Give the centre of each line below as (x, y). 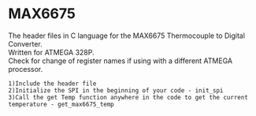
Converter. (25, 43)
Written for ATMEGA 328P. (51, 52)
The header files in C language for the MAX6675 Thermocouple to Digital (127, 36)
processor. (26, 69)
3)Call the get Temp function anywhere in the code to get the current (128, 97)
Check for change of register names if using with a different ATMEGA (121, 61)
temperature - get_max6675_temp (61, 104)
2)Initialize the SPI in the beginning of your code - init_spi (116, 90)
